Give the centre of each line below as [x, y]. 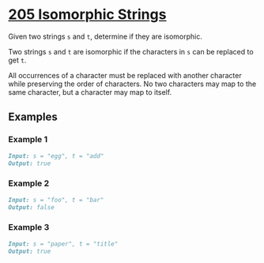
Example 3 [29, 227]
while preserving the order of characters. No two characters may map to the [132, 84]
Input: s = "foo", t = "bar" [56, 200]
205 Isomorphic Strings [87, 15]
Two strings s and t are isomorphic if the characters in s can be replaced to [131, 51]
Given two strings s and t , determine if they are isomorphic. [106, 36]
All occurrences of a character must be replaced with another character [125, 75]
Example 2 [29, 183]
